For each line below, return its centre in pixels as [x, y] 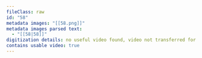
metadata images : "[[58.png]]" [46, 23]
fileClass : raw [25, 12]
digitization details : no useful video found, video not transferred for [101, 40]
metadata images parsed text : [44, 29]
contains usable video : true [43, 46]
